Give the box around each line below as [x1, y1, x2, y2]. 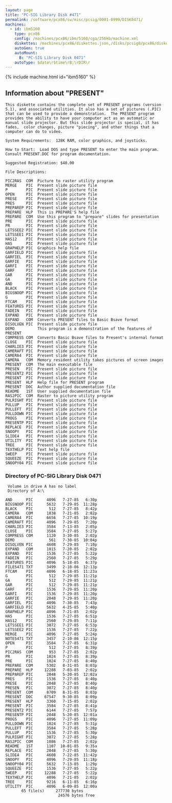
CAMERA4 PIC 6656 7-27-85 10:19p [5, 515, 97, 520]
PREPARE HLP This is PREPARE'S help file [5, 210, 100, 215]
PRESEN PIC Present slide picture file [5, 366, 97, 372]
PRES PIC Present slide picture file [5, 201, 97, 206]
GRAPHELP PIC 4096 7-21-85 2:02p [5, 610, 97, 615]
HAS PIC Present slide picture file [5, 241, 97, 246]
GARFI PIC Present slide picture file [5, 264, 97, 269]
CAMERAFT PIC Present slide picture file [5, 349, 97, 354]
